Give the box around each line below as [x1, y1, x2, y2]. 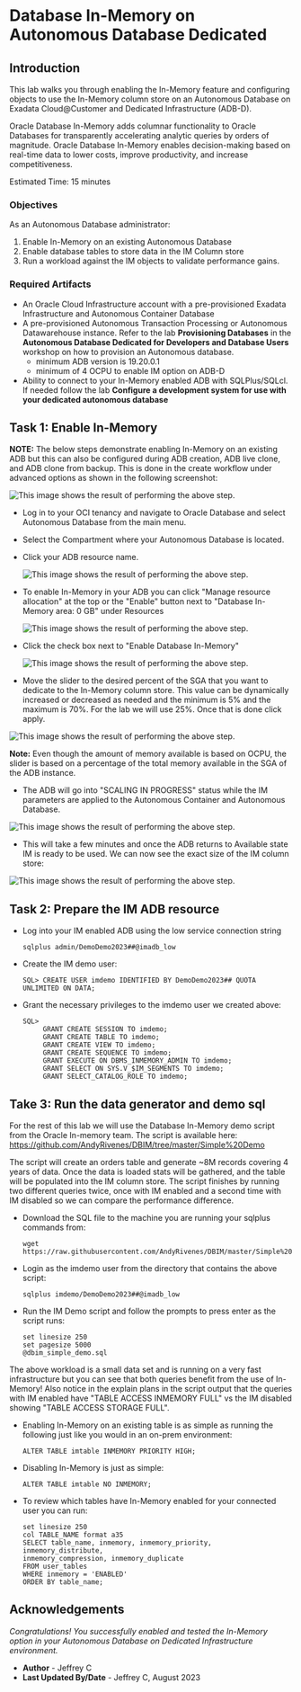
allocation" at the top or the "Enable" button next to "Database [22, 596, 253, 607]
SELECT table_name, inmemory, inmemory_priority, [22, 1538, 213, 1547]
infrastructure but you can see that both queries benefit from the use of [9, 1374, 274, 1385]
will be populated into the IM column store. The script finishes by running [9, 1176, 280, 1187]
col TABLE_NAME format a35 [22, 1530, 124, 1540]
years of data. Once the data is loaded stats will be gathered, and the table [9, 1166, 286, 1178]
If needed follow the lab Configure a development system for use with [22, 384, 287, 396]
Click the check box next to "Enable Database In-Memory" [22, 640, 240, 652]
